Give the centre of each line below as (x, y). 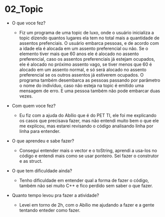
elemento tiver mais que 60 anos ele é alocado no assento (79, 54)
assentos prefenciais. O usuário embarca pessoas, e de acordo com (89, 43)
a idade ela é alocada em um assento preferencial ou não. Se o (84, 48)
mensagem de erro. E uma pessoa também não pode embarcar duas (89, 91)
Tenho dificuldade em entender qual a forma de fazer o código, (84, 180)
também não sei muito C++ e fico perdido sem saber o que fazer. (86, 186)
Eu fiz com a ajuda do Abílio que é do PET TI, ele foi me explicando (88, 115)
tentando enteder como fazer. (50, 210)
